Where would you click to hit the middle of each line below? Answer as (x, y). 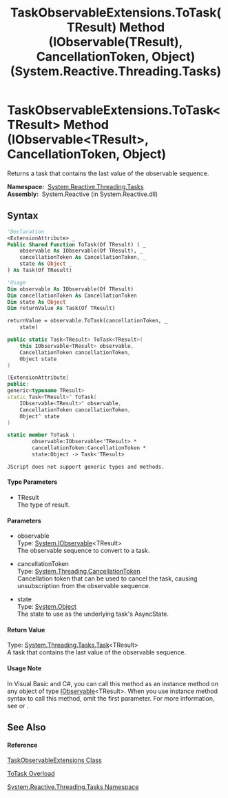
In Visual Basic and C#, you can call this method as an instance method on (113, 683)
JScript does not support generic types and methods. (86, 467)
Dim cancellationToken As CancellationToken (72, 295)
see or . (18, 705)
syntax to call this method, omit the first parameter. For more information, (111, 698)
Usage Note (24, 668)
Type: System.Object (47, 607)
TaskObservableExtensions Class (54, 760)
